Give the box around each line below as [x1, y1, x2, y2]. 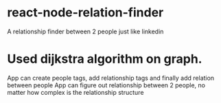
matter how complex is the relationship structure [7, 88, 144, 96]
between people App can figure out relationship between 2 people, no [7, 80, 206, 89]
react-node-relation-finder [7, 5, 164, 20]
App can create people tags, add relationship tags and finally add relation [7, 74, 215, 82]
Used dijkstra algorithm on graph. [7, 51, 202, 67]
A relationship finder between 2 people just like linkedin [7, 27, 164, 35]
